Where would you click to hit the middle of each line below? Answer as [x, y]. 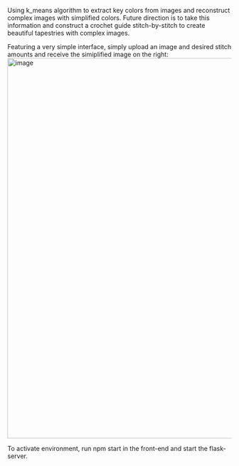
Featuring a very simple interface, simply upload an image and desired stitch [119, 47]
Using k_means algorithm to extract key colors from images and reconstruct [119, 10]
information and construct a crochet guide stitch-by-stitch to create [106, 25]
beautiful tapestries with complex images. [69, 33]
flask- [218, 449]
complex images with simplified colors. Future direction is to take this [108, 18]
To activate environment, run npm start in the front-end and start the [108, 449]
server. [18, 456]
